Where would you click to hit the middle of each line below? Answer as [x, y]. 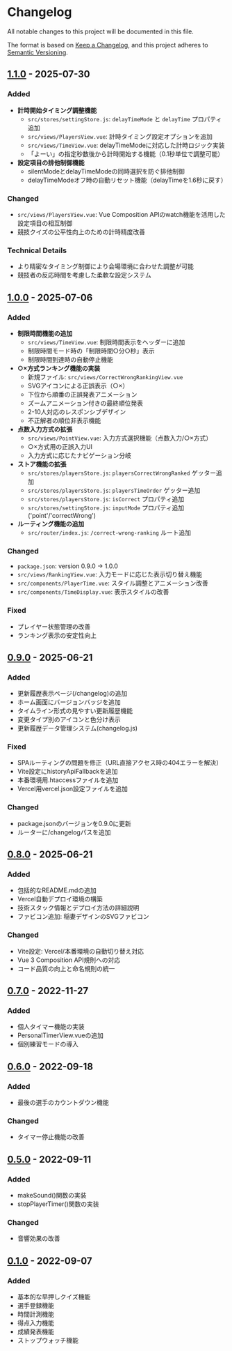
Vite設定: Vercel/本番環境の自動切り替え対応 [81, 951]
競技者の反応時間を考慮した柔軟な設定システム [84, 275]
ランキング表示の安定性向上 [57, 635]
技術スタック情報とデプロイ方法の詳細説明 [78, 908]
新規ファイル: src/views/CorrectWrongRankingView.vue [105, 376]
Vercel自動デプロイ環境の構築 [60, 899]
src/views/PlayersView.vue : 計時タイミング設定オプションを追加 [120, 136]
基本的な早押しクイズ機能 [54, 1297]
